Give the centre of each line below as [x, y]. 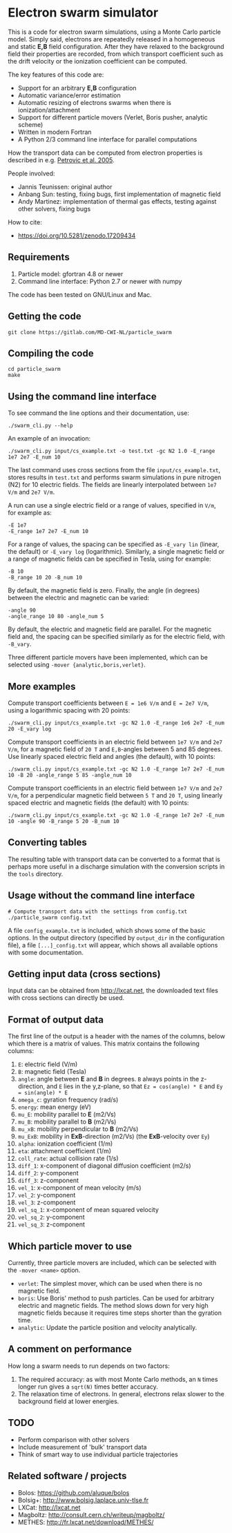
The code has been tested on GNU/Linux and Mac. [80, 294]
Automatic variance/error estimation [69, 95]
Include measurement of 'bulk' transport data [82, 1447]
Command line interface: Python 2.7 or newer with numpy [100, 281]
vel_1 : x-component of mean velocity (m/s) [79, 1188]
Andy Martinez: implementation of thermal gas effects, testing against [117, 201]
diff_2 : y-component [48, 1173]
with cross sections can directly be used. [66, 998]
